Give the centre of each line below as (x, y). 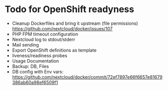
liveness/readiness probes (40, 55)
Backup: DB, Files (30, 66)
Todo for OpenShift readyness (70, 9)
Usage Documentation (35, 61)
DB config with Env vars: (38, 71)
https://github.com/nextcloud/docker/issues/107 (62, 28)
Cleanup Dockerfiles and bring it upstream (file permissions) (75, 23)
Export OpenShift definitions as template (54, 50)
